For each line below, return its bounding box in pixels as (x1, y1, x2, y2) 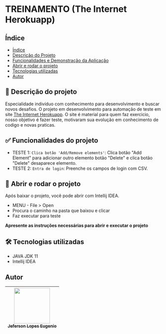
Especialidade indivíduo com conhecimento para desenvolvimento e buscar (5, 101, 160, 107)
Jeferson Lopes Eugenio (7, 324, 57, 329)
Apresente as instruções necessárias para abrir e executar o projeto (5, 222, 149, 229)
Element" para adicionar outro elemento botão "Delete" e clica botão (12, 155, 153, 161)
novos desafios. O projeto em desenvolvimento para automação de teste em (5, 106, 161, 112)
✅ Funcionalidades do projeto (5, 136, 98, 145)
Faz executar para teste (12, 213, 61, 219)
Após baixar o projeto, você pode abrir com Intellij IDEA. (5, 193, 120, 199)
